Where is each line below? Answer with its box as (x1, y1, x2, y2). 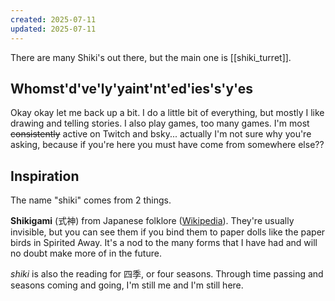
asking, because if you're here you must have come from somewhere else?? (10, 139, 325, 151)
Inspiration (10, 167, 80, 185)
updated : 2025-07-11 (10, 24, 97, 34)
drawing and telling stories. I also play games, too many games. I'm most (10, 117, 310, 130)
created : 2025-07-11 (10, 14, 97, 25)
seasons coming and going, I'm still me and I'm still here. (10, 279, 244, 291)
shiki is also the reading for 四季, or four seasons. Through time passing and (10, 268, 324, 280)
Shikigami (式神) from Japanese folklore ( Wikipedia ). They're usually (10, 215, 295, 227)
